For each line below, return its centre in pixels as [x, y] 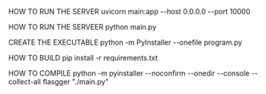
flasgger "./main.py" [76, 82]
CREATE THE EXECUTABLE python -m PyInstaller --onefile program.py [125, 42]
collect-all [25, 82]
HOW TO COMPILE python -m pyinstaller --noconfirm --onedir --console [129, 73]
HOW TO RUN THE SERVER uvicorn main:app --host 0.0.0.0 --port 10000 [129, 12]
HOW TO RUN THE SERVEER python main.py [83, 27]
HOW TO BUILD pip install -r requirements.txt [83, 58]
